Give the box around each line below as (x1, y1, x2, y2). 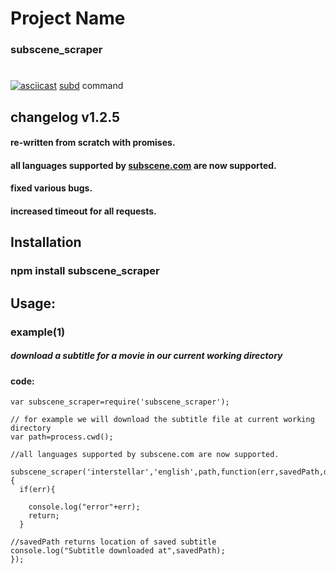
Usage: (10, 295, 57, 312)
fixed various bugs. (10, 182, 93, 194)
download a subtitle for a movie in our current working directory (10, 350, 283, 362)
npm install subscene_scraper (10, 264, 160, 278)
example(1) (10, 325, 66, 339)
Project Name (10, 7, 126, 30)
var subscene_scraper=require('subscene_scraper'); (10, 397, 230, 407)
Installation (10, 234, 82, 251)
